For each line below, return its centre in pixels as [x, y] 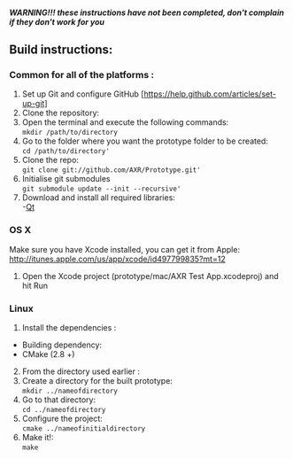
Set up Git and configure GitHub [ [83, 94]
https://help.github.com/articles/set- [210, 94]
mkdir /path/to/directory [69, 133]
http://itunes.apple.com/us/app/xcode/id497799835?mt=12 [117, 259]
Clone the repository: [61, 113]
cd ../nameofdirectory [64, 409]
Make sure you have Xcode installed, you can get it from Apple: [125, 249]
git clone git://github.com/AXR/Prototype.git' [111, 170]
